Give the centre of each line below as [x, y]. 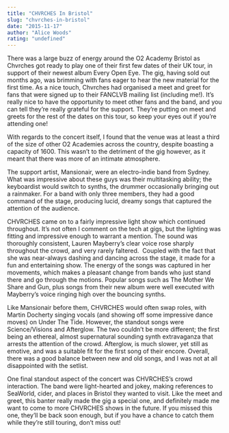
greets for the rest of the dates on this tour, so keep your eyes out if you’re [112, 116]
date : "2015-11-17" [35, 26]
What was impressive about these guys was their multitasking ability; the [110, 179]
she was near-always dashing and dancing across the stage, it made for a [111, 258]
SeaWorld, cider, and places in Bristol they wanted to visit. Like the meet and [115, 393]
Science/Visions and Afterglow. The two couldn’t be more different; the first [113, 330]
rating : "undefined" [37, 39]
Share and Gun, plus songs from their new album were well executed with [111, 287]
